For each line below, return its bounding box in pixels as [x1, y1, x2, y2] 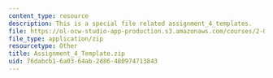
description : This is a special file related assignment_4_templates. [8, 19, 253, 28]
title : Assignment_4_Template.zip [8, 50, 126, 58]
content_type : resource [8, 11, 89, 20]
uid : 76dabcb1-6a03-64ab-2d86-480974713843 [8, 58, 158, 66]
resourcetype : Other [8, 42, 79, 50]
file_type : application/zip [8, 34, 104, 43]
